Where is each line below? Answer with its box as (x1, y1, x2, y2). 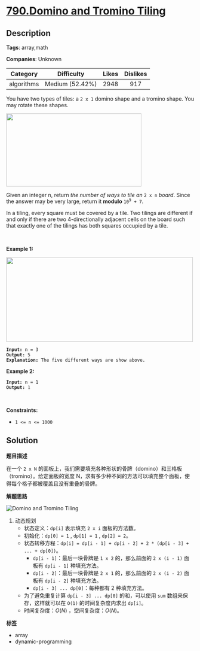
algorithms (9, 80, 39, 88)
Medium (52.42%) (44, 80, 97, 88)
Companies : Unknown (6, 56, 61, 62)
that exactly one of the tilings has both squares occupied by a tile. (6, 222, 168, 229)
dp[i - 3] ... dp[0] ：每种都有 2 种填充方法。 (32, 584, 147, 591)
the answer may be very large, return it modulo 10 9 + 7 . (6, 198, 144, 205)
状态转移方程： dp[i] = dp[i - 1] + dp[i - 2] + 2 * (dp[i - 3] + (23, 539, 189, 546)
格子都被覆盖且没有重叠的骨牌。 (21, 480, 100, 487)
